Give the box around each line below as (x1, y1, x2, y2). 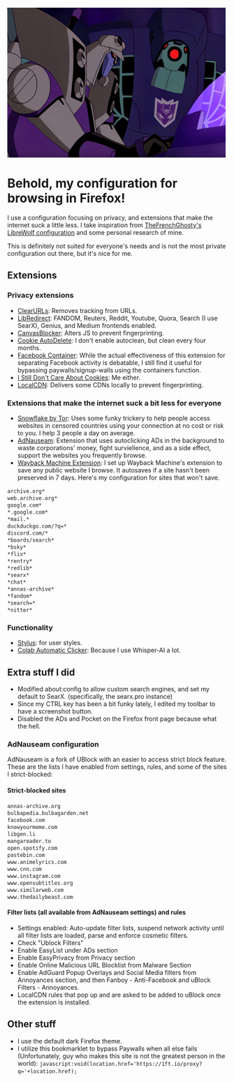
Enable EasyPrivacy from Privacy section (17, 953, 136, 962)
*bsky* (7, 543, 27, 551)
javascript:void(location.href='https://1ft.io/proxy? (39, 1060, 203, 1067)
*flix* (7, 550, 27, 558)
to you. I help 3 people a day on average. (17, 428, 136, 437)
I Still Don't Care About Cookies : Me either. (17, 373, 141, 382)
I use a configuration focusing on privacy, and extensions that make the (7, 213, 213, 222)
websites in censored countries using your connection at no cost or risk (17, 421, 224, 430)
